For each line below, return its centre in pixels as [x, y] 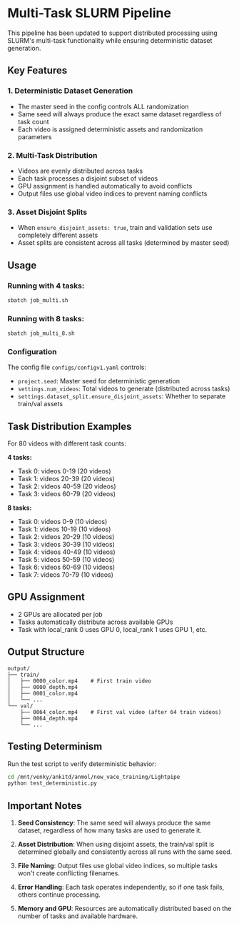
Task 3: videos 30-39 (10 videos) [66, 545]
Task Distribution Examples [70, 426]
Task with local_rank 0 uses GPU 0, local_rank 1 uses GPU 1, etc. [112, 629]
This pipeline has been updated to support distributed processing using [112, 33]
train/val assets [40, 404]
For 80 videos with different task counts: [67, 443]
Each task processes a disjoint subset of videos [88, 178]
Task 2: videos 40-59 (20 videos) [67, 486]
